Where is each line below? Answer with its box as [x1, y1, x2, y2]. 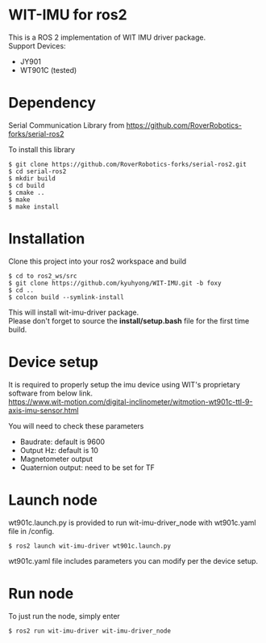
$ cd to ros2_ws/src [8, 272, 78, 280]
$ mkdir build [8, 174, 56, 183]
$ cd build [8, 181, 45, 189]
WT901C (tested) [19, 65, 77, 74]
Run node [8, 584, 74, 603]
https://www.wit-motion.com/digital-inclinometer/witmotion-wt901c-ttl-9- [8, 396, 253, 406]
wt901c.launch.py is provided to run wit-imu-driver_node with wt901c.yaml [8, 518, 256, 527]
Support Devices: [8, 40, 66, 50]
